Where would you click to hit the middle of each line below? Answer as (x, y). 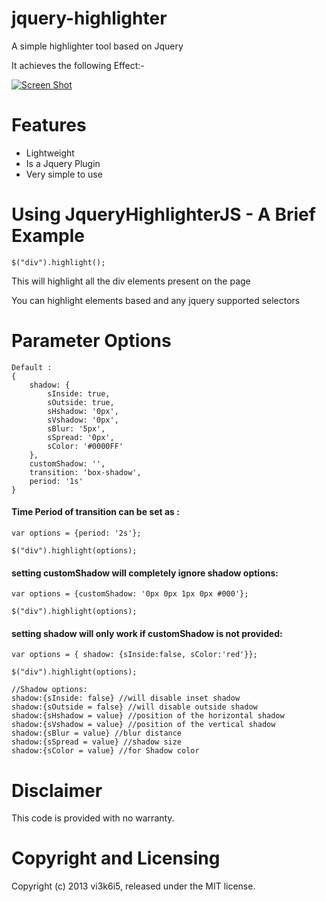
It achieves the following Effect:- (78, 65)
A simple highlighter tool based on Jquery (97, 46)
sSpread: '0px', (81, 437)
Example (48, 236)
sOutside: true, (81, 402)
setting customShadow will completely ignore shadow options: (145, 573)
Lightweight (50, 153)
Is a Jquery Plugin (63, 163)
